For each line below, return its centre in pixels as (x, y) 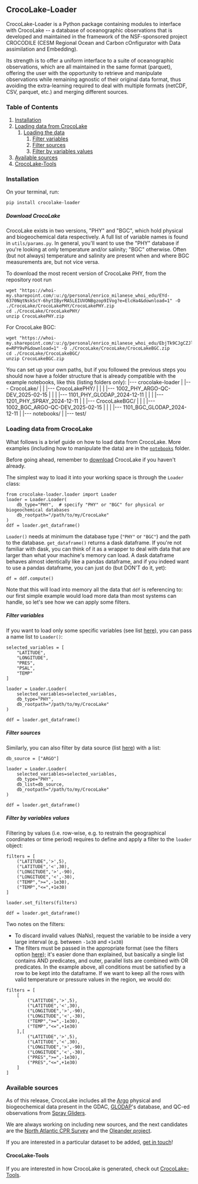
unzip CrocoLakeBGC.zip (35, 359)
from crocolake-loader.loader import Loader (62, 494)
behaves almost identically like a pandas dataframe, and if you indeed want (98, 561)
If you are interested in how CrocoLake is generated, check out (82, 1169)
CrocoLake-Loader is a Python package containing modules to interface (94, 24)
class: (13, 483)
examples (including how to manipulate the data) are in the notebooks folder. (98, 448)
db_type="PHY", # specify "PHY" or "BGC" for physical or (91, 505)
